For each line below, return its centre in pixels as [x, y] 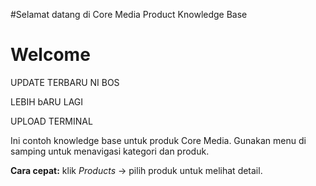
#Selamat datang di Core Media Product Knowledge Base [129, 14]
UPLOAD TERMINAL [51, 121]
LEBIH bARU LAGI [47, 101]
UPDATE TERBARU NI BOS [65, 82]
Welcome [50, 55]
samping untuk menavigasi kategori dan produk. [110, 151]
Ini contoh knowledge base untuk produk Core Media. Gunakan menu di [158, 140]
